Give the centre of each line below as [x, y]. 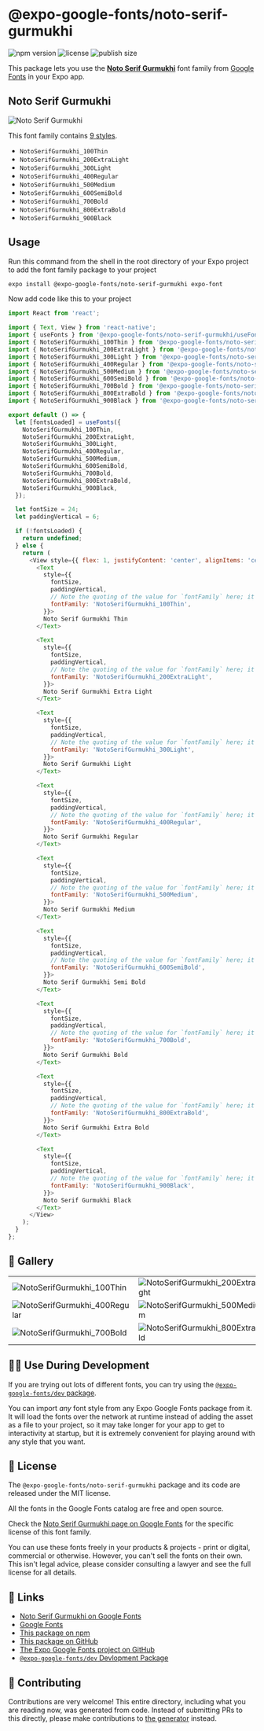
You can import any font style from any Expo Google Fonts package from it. [130, 1408]
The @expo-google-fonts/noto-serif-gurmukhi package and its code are [125, 1485]
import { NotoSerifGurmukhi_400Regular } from [86, 364]
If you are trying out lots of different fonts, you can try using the [111, 1384]
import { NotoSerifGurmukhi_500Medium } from [84, 371]
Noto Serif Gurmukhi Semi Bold [94, 982]
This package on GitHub [59, 1641]
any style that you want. [47, 1442]
